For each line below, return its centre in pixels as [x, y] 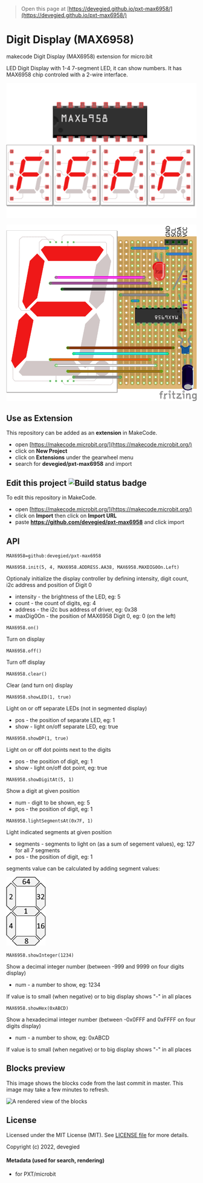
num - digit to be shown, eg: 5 [53, 803]
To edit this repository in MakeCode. [51, 498]
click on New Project [41, 451]
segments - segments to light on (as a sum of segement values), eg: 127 [105, 844]
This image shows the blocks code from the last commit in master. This [95, 1083]
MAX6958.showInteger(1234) [40, 955]
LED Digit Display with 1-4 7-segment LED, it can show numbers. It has [94, 68]
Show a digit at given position [43, 790]
